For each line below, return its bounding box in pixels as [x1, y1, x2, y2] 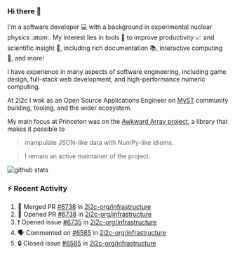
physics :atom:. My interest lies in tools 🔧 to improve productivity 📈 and [7, 33, 215, 42]
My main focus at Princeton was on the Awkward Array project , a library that [7, 118, 228, 126]
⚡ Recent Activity [7, 184, 68, 193]
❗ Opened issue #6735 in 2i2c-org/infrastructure [17, 217, 157, 226]
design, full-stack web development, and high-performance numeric [7, 75, 206, 84]
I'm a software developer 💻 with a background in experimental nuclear [7, 23, 213, 31]
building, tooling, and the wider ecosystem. [7, 103, 132, 112]
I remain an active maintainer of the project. [24, 152, 151, 160]
